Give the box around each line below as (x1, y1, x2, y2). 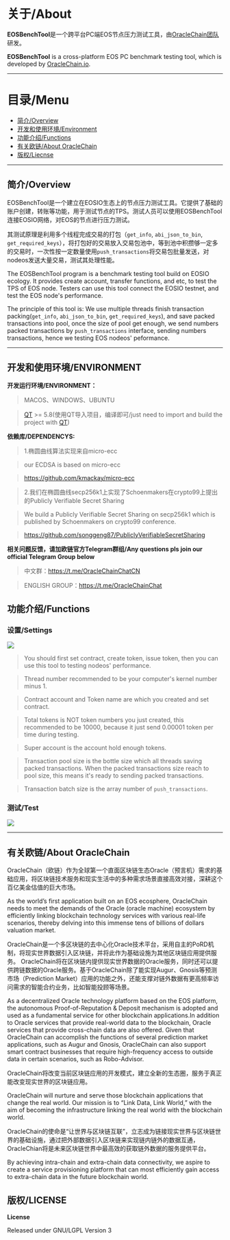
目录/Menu (7, 92, 70, 108)
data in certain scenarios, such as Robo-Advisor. (7, 1055, 144, 1063)
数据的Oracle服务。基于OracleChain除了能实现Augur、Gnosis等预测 (25, 966, 218, 974)
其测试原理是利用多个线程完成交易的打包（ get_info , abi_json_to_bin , (7, 230, 203, 238)
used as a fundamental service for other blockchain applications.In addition (7, 1011, 220, 1019)
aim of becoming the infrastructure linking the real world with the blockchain (7, 1106, 222, 1114)
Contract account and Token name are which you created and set (23, 695, 209, 704)
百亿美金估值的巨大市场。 (7, 883, 79, 891)
